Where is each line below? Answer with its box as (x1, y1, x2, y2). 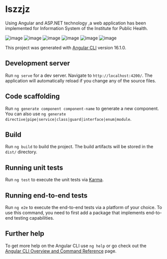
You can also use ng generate (5, 111, 66, 117)
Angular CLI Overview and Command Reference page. (5, 248, 117, 254)
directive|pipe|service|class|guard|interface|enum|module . (5, 116, 132, 122)
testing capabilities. (14, 215, 54, 221)
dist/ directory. (5, 149, 37, 155)
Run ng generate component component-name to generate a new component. (5, 105, 160, 111)
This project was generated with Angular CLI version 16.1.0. (5, 44, 126, 50)
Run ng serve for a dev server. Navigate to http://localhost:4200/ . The (5, 72, 153, 78)
